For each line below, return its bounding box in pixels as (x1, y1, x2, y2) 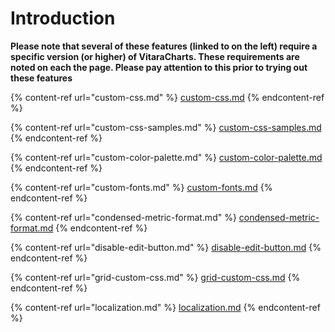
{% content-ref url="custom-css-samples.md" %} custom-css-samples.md (10, 121, 322, 133)
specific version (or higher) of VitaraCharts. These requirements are (10, 50, 300, 62)
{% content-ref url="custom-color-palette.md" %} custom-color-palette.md (10, 151, 323, 163)
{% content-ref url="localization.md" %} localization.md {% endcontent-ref (10, 301, 321, 313)
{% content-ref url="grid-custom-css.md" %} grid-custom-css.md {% (10, 271, 301, 283)
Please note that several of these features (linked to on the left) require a (10, 40, 318, 52)
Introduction (10, 7, 116, 30)
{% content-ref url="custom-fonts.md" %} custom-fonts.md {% (10, 181, 273, 193)
